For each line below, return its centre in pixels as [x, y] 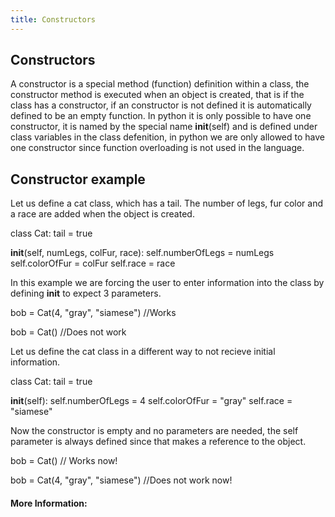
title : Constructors [53, 19]
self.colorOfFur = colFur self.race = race [93, 263]
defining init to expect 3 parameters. [86, 293]
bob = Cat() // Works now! [64, 461]
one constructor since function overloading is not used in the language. [157, 148]
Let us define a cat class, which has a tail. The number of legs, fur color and [167, 203]
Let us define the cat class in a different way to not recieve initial [143, 352]
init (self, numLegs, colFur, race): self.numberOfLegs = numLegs [142, 253]
